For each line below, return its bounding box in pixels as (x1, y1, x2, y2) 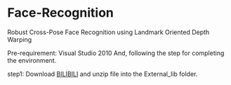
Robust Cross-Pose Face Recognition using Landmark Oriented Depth (7, 28, 210, 36)
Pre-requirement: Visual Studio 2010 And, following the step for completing (7, 49, 225, 57)
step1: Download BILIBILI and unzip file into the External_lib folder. (7, 70, 198, 78)
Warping (7, 35, 32, 43)
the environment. (7, 56, 57, 64)
